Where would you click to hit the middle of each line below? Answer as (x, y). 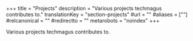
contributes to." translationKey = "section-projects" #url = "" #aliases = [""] (97, 14)
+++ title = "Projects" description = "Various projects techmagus (84, 8)
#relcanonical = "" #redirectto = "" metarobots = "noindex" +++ (83, 20)
